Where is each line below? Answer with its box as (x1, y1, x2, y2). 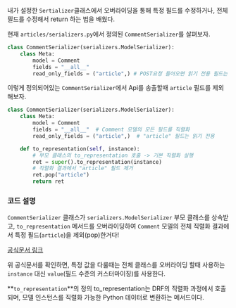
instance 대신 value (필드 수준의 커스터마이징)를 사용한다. (7, 269, 166, 278)
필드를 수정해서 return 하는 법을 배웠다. (7, 15, 115, 23)
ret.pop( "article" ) (32, 172, 90, 179)
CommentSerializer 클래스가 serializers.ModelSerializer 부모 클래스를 (7, 213, 210, 222)
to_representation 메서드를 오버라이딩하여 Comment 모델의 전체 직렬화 (16, 222, 211, 231)
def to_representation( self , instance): (20, 145, 140, 153)
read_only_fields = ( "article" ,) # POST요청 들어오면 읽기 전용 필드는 (32, 70, 228, 77)
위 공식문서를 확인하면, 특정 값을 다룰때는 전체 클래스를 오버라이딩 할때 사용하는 (7, 261, 225, 269)
